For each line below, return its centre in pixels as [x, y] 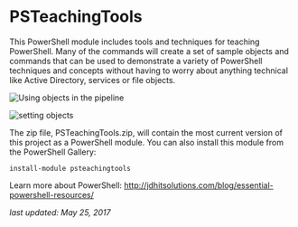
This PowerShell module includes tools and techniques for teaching [135, 42]
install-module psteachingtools [70, 168]
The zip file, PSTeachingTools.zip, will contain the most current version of [146, 132]
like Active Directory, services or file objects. [93, 80]
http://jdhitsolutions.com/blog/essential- [199, 185]
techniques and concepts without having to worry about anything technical [149, 71]
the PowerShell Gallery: [53, 152]
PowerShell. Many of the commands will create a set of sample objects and [149, 51]
